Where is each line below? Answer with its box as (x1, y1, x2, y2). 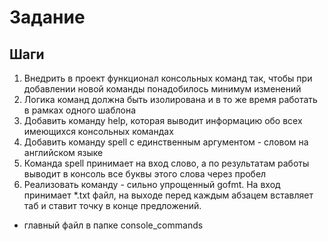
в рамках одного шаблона (23, 104, 137, 116)
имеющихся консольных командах (23, 126, 174, 137)
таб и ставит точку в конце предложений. (23, 200, 202, 211)
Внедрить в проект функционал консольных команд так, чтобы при (23, 72, 313, 84)
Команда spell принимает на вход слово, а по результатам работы (23, 157, 310, 169)
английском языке (23, 147, 104, 158)
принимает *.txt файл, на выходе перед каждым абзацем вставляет (23, 189, 314, 201)
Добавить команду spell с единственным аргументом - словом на (23, 136, 309, 148)
